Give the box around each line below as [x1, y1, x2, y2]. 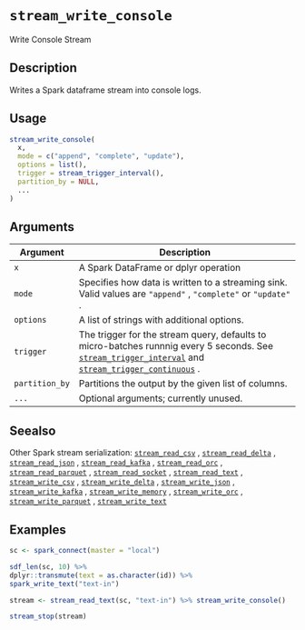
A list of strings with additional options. [78, 314, 244, 326]
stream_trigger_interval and [78, 351, 204, 364]
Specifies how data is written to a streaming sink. [78, 276, 288, 289]
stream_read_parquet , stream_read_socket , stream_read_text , [9, 466, 243, 477]
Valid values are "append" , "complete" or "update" [78, 287, 290, 300]
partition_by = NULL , [17, 176, 100, 186]
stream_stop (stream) [9, 612, 88, 621]
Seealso [9, 423, 56, 438]
